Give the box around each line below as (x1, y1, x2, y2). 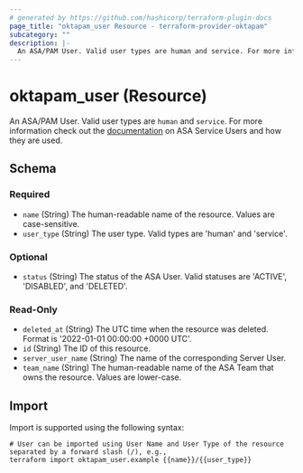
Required (9, 188, 50, 201)
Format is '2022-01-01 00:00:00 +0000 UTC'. (22, 334, 192, 345)
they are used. (9, 135, 63, 146)
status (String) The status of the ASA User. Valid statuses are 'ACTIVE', (22, 271, 287, 282)
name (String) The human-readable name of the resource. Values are (22, 209, 275, 220)
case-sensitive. (22, 218, 80, 229)
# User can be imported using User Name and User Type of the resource (9, 440, 284, 449)
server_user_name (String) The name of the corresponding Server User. (22, 353, 287, 364)
